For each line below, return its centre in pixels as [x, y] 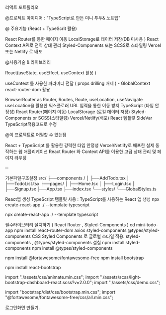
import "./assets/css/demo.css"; [127, 282]
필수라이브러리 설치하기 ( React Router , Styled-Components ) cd [70, 225]
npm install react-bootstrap [33, 267]
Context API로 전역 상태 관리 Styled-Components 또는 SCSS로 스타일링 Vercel [83, 45]
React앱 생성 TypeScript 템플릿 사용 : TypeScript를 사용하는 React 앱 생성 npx [83, 199]
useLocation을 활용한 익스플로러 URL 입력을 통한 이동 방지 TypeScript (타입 [80, 105]
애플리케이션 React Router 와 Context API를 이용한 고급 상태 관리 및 [90, 152]
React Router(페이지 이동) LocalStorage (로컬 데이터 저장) [73, 112]
